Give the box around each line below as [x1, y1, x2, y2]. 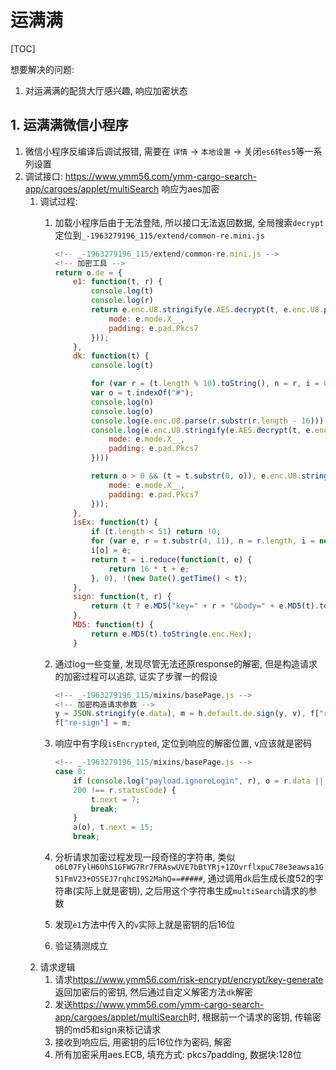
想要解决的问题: [10, 63, 75, 75]
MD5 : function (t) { [73, 620, 154, 630]
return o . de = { [54, 267, 123, 278]
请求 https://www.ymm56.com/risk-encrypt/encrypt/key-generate [54, 974, 324, 985]
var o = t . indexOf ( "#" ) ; [90, 388, 195, 398]
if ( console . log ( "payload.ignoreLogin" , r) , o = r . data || [73, 776, 325, 786]
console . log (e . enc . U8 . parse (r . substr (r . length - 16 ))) [90, 416, 325, 426]
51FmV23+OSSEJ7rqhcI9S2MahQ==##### [54, 874, 203, 884]
